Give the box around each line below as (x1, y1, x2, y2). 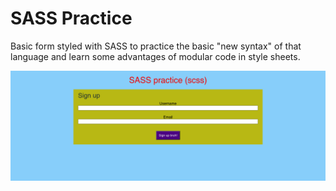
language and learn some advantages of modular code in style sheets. (10, 50, 301, 62)
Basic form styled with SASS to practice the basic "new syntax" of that (10, 40, 302, 52)
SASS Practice (10, 7, 133, 30)
